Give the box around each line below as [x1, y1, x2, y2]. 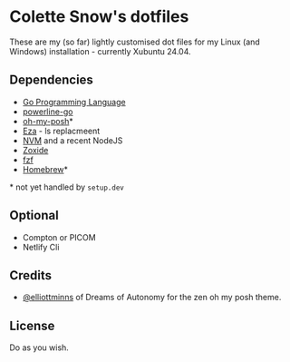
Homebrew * [22, 163, 69, 174]
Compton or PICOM [22, 231, 97, 242]
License [9, 318, 55, 333]
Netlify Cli [22, 241, 60, 252]
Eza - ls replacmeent [22, 125, 101, 136]
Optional [9, 208, 59, 223]
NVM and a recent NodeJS [22, 134, 123, 146]
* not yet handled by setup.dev [9, 181, 124, 192]
